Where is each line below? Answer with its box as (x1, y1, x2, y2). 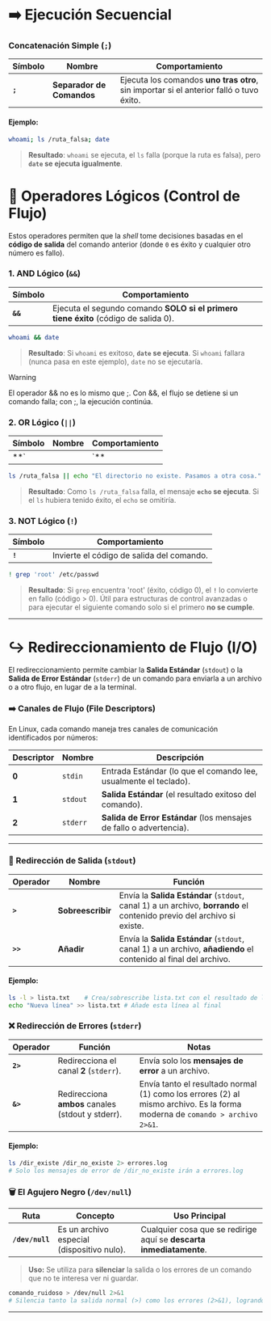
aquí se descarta (140, 1234, 206, 1245)
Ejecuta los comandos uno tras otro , (119, 74, 259, 86)
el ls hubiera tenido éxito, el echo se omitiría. (27, 495, 177, 504)
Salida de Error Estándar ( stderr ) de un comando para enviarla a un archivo (8, 673, 262, 683)
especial (57, 1234, 90, 1245)
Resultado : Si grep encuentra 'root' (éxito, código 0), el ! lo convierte (27, 585, 258, 595)
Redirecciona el (57, 1055, 117, 1066)
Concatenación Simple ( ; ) (8, 40, 112, 52)
